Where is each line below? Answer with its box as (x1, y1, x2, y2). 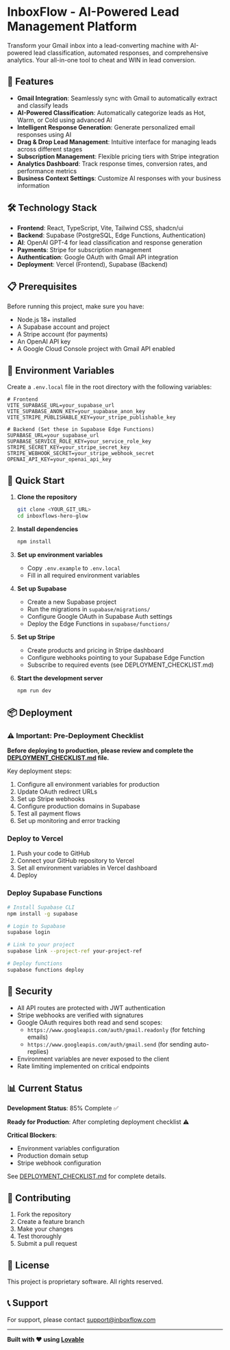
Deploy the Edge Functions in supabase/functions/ (27, 619, 170, 628)
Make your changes (16, 1225, 73, 1234)
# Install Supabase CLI (7, 904, 75, 911)
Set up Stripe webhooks (16, 795, 86, 803)
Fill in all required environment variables (27, 571, 140, 579)
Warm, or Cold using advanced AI (16, 116, 112, 124)
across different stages (16, 145, 83, 153)
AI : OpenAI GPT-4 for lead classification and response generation (16, 238, 203, 247)
